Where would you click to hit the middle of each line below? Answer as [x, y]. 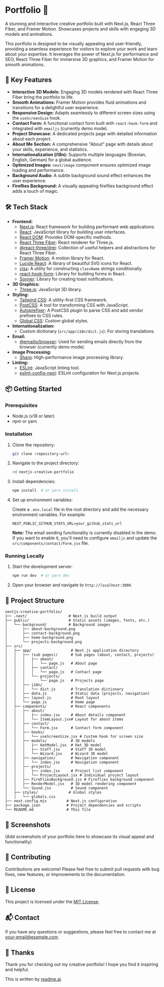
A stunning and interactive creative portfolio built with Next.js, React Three [80, 24]
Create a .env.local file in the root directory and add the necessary [80, 509]
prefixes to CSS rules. [41, 315]
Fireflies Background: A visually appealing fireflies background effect [82, 186]
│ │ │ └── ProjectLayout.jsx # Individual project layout [72, 775]
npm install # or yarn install [45, 491]
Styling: [20, 294]
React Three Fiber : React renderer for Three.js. [67, 242]
